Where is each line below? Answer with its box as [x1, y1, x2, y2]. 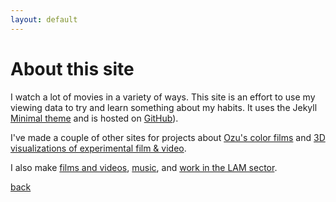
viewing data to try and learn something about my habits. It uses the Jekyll [10, 101, 318, 113]
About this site [10, 57, 135, 80]
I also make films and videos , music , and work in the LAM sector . [10, 161, 278, 173]
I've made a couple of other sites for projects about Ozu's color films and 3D [10, 131, 326, 143]
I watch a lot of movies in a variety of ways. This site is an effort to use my [10, 91, 316, 103]
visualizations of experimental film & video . [10, 142, 187, 154]
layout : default [10, 14, 78, 25]
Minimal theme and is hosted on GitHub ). [10, 112, 179, 124]
